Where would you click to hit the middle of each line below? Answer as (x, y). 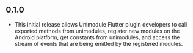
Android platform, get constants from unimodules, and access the (97, 37)
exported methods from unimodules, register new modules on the (97, 31)
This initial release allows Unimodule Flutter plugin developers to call (101, 24)
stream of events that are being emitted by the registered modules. (99, 43)
